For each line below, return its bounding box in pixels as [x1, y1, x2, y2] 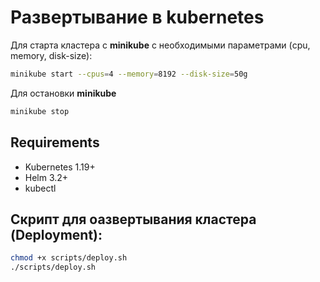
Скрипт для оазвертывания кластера [10, 211, 257, 228]
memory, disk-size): [10, 49, 93, 61]
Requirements [10, 134, 100, 151]
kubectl [24, 182, 57, 194]
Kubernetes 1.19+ [24, 161, 96, 173]
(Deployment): [10, 226, 103, 243]
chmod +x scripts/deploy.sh [10, 253, 128, 263]
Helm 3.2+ [24, 171, 69, 183]
